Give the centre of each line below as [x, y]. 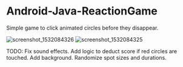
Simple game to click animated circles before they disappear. [82, 28]
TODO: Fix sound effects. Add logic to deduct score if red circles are [92, 51]
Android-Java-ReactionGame [82, 11]
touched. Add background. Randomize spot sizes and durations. [86, 57]
